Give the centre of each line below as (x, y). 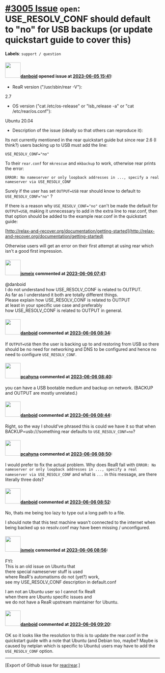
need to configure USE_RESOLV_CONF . (41, 354)
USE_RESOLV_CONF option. (29, 651)
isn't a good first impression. (34, 251)
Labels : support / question (33, 53)
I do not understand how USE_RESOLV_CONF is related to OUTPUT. (73, 290)
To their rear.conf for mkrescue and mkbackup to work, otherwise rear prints (81, 164)
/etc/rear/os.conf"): (32, 111)
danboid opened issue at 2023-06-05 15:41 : (66, 76)
